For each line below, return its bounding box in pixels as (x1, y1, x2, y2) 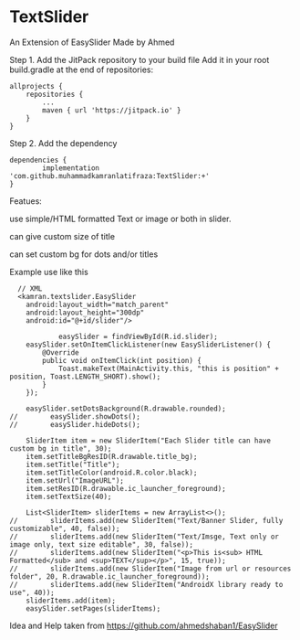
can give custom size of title (9, 230, 116, 241)
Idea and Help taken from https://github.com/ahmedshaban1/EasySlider (9, 620, 278, 631)
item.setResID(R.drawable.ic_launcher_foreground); (26, 484, 226, 493)
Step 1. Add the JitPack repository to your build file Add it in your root (9, 54, 270, 65)
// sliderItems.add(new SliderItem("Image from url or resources (9, 564, 292, 573)
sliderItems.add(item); (26, 596, 117, 605)
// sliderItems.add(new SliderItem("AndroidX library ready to (9, 580, 284, 589)
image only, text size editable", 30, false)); (9, 539, 194, 549)
